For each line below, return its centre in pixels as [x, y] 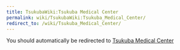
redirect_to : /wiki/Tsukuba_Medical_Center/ [64, 23]
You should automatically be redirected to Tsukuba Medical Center [90, 41]
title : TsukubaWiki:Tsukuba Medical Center [63, 12]
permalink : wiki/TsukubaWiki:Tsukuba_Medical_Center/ [76, 18]
